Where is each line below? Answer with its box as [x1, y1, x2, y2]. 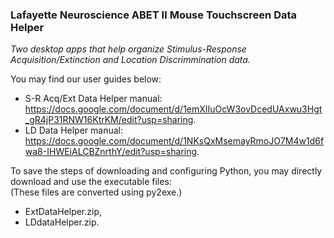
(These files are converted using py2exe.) [10, 186, 183, 198]
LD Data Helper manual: [24, 124, 124, 137]
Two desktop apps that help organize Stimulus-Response [10, 43, 247, 55]
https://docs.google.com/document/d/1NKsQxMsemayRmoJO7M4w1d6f [24, 135, 325, 147]
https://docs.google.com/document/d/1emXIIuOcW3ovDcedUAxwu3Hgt [24, 103, 323, 115]
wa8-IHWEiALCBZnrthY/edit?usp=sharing [24, 146, 198, 158]
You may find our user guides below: [10, 73, 162, 85]
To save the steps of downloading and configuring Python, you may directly [10, 165, 323, 177]
